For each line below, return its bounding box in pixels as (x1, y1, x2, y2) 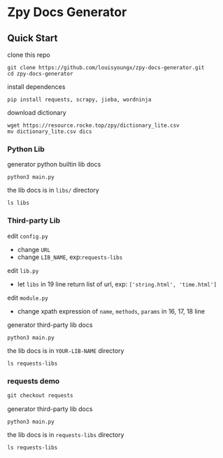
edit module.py (7, 293, 49, 302)
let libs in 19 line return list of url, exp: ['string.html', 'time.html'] (17, 279, 217, 288)
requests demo (7, 376, 60, 386)
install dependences (7, 83, 66, 91)
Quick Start (7, 32, 58, 44)
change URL (17, 245, 51, 254)
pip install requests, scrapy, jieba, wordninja (7, 96, 152, 103)
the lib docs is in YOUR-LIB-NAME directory (7, 346, 124, 354)
